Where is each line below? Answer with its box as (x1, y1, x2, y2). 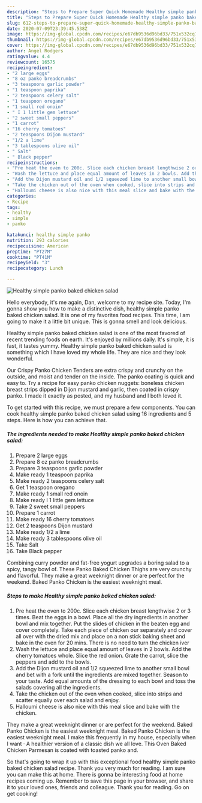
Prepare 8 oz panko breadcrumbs (15, 458, 99, 465)
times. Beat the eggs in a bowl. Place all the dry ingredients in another (15, 613, 188, 620)
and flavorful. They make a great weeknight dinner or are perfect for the (7, 572, 185, 579)
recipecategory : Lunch (7, 265, 64, 271)
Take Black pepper (15, 547, 62, 554)
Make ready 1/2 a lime (15, 528, 70, 535)
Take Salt (15, 541, 39, 548)
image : (7, 31, 23, 37)
